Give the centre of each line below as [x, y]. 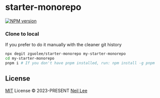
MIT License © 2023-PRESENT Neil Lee [46, 91]
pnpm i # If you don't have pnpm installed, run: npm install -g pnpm [80, 63]
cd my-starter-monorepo [30, 59]
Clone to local [22, 34]
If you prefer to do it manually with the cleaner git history [64, 45]
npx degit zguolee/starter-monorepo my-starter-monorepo [66, 54]
